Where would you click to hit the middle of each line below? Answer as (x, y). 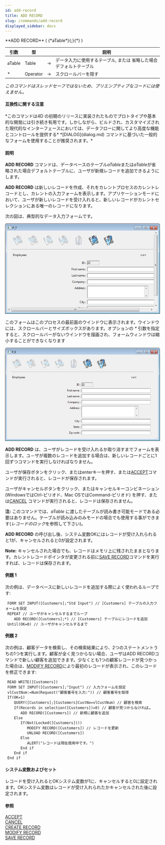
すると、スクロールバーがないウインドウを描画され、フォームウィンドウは (80, 334)
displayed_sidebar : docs (30, 26)
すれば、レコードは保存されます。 (39, 563)
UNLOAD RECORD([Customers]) (55, 733)
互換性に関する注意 (25, 104)
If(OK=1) (16, 697)
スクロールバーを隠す (77, 74)
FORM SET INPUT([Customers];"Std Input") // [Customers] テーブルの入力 (80, 603)
